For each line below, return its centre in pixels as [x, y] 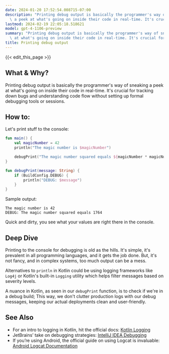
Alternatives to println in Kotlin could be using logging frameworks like [79, 270]
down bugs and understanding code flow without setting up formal [74, 96]
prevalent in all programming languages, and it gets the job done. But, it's [81, 255]
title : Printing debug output [37, 43]
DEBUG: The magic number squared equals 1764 [54, 213]
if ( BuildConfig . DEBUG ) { [41, 175]
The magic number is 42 [30, 208]
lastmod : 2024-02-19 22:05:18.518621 [45, 24]
